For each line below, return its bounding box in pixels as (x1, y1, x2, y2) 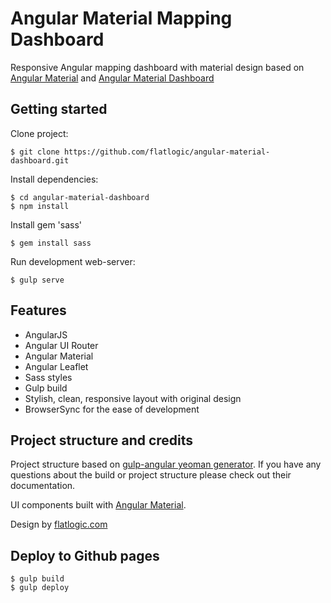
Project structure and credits (10, 432, 194, 449)
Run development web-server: (10, 255, 136, 267)
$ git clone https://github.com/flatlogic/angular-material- (10, 147, 271, 157)
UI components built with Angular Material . (10, 499, 187, 511)
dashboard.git (10, 155, 70, 166)
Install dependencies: (10, 173, 99, 185)
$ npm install (10, 201, 70, 211)
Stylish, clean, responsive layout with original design (24, 392, 242, 404)
